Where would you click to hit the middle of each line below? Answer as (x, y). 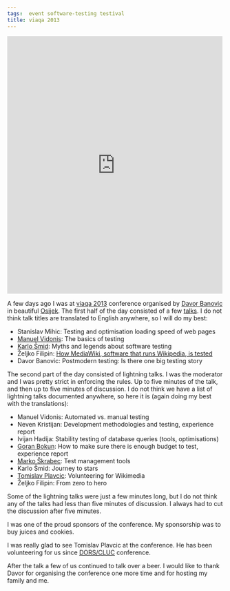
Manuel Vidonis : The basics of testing (71, 338)
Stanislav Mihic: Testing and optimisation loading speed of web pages (116, 331)
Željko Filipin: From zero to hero (62, 483)
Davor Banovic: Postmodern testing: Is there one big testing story (110, 360)
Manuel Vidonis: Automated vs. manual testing (83, 417)
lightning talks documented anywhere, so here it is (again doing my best (109, 396)
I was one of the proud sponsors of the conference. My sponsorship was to (114, 524)
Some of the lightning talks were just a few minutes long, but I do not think (112, 496)
